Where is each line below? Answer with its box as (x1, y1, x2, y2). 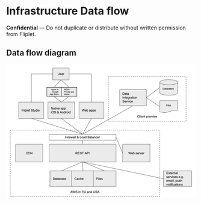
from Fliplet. (6, 30, 36, 37)
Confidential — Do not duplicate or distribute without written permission (6, 24, 187, 31)
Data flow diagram (6, 48, 76, 58)
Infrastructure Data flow (6, 4, 129, 18)
